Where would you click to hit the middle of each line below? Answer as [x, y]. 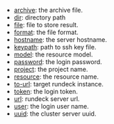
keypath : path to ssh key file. [55, 47]
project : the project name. [51, 69]
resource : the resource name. [56, 77]
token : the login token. [46, 91]
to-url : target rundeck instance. [59, 84]
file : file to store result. [46, 25]
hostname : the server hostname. [60, 40]
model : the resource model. [53, 54]
